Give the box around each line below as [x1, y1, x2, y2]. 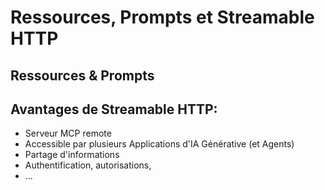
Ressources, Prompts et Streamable [10, 6, 315, 29]
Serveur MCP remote [24, 127, 112, 140]
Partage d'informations [24, 149, 120, 161]
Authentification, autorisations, [24, 159, 152, 171]
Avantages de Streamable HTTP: [10, 101, 218, 118]
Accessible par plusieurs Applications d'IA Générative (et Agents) [24, 138, 295, 150]
